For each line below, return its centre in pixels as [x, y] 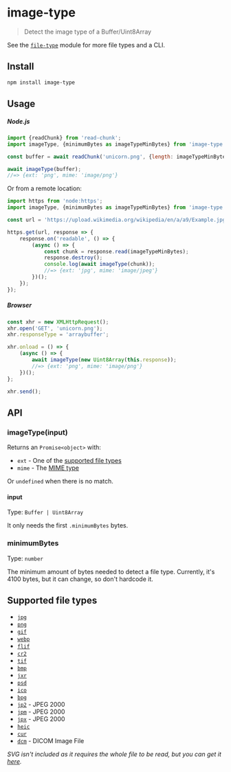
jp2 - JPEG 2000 [41, 705]
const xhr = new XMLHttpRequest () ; [58, 322]
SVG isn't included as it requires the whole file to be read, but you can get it [114, 754]
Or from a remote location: [45, 189]
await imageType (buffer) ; [44, 169]
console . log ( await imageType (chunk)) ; [99, 264]
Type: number [25, 558]
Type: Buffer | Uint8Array [45, 512]
